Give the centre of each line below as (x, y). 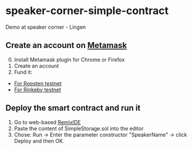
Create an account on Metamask (66, 45)
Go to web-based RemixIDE (47, 122)
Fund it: (23, 72)
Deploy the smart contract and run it (73, 108)
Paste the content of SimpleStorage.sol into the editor (79, 128)
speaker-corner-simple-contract (87, 11)
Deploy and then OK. (39, 141)
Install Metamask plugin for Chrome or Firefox (69, 59)
